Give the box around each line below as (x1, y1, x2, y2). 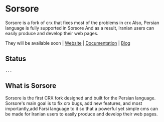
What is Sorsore (5, 81, 57, 90)
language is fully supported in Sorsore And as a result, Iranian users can (5, 25, 154, 31)
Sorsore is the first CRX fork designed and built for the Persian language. (5, 95, 156, 101)
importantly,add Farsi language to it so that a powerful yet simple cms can (5, 105, 158, 111)
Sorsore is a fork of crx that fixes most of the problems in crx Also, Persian (5, 20, 159, 26)
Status (5, 55, 27, 63)
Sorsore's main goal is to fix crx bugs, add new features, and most (5, 100, 142, 106)
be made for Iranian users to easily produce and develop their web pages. (5, 111, 158, 117)
